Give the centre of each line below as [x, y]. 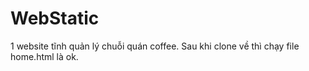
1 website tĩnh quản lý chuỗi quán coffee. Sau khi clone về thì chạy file [155, 46]
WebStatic [55, 18]
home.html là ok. [44, 56]
